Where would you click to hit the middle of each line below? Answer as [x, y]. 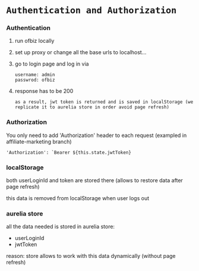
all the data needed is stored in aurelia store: [60, 227]
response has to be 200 [44, 91]
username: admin [35, 75]
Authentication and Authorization [91, 10]
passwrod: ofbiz [35, 80]
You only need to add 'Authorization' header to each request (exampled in [97, 135]
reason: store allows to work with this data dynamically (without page [91, 256]
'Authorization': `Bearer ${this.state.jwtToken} [69, 152]
